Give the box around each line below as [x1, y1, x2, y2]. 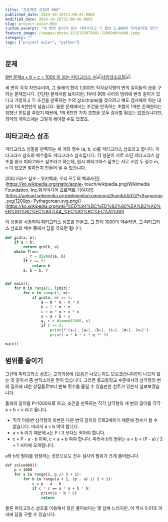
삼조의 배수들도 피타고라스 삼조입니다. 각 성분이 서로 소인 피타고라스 [22, 152, 155, 158]
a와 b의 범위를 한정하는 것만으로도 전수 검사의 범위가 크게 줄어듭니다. [5, 452, 140, 458]
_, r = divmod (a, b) [23, 254, 66, 259]
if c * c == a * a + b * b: [31, 486, 91, 491]
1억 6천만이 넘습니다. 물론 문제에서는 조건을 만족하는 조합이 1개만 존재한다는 [14, 103, 162, 109]
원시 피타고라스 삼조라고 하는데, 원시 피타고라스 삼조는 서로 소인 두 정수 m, [14, 159, 159, 165]
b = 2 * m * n [40, 304, 70, 309]
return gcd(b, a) [23, 245, 59, 250]
